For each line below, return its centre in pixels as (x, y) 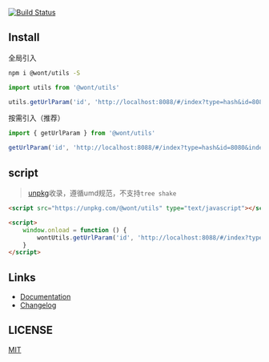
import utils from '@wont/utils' (64, 87)
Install (24, 37)
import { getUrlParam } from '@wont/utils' (82, 133)
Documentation (45, 297)
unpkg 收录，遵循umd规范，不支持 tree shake (102, 193)
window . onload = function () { (75, 230)
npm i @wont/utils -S (44, 73)
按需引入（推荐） (36, 118)
